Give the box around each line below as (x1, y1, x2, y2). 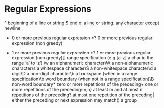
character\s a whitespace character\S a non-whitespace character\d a (11, 65, 157, 71)
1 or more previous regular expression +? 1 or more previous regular (11, 50, 151, 55)
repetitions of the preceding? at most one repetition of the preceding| (11, 92, 155, 98)
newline (4, 25, 21, 31)
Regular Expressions (4, 3, 92, 15)
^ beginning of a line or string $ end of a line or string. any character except (4, 20, 160, 26)
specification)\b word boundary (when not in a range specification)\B (11, 76, 154, 82)
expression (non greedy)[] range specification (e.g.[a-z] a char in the (11, 54, 154, 60)
